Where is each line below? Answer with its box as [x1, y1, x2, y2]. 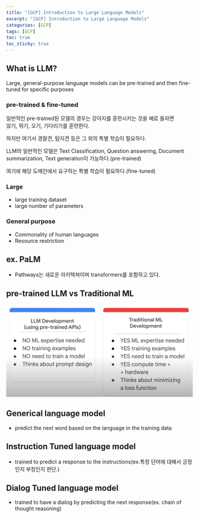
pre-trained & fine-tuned [6, 100, 79, 109]
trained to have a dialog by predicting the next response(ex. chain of [14, 499, 182, 506]
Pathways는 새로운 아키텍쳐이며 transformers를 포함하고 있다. [14, 271, 161, 278]
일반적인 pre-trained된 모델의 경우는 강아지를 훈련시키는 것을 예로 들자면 [6, 115, 175, 122]
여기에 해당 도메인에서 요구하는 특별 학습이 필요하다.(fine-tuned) [6, 168, 156, 175]
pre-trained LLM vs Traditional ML [6, 288, 134, 298]
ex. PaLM [6, 254, 41, 264]
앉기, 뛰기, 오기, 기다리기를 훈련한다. [6, 122, 90, 129]
